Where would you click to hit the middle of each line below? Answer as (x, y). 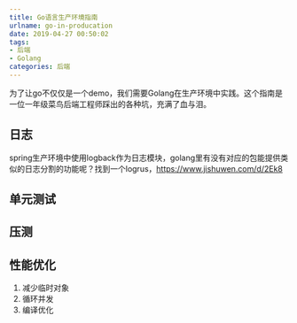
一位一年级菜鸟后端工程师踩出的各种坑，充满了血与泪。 (110, 104)
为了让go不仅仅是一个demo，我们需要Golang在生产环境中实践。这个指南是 (146, 93)
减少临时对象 (45, 288)
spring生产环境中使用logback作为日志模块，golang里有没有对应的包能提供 (145, 158)
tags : (19, 42)
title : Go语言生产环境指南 (54, 17)
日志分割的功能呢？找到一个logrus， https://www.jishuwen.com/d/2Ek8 (154, 168)
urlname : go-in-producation (61, 26)
